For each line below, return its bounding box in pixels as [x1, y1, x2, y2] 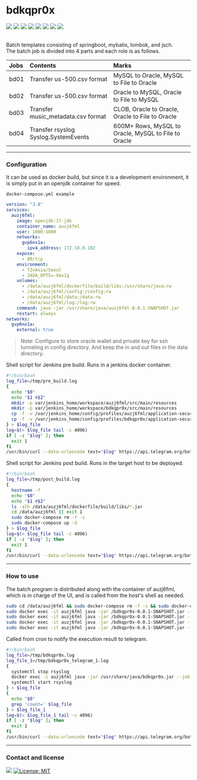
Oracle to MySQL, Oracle [113, 88, 182, 96]
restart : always [16, 310, 57, 317]
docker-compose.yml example [6, 191, 75, 197]
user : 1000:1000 [16, 229, 57, 235]
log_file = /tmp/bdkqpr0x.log [6, 652, 75, 658]
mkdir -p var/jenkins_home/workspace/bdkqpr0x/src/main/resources [11, 405, 177, 411]
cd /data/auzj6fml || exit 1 [11, 509, 83, 515]
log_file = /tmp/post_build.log [6, 476, 80, 483]
